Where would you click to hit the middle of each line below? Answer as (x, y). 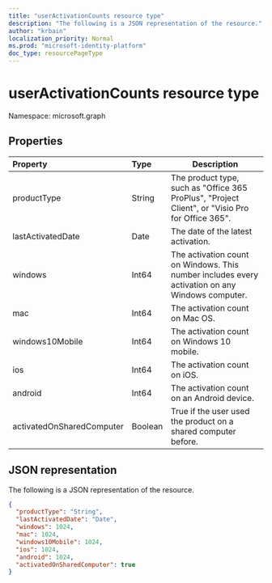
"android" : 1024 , (45, 557)
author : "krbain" (38, 31)
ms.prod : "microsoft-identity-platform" (78, 46)
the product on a (202, 421)
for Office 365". (201, 218)
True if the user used (210, 411)
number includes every (215, 274)
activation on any (204, 285)
